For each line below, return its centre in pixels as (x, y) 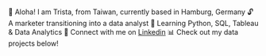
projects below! (34, 43)
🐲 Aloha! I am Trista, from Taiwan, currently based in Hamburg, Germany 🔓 (131, 12)
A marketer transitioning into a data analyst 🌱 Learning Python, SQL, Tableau (133, 23)
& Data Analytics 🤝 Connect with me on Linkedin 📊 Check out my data (123, 32)
